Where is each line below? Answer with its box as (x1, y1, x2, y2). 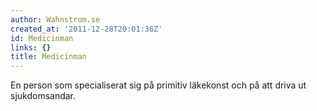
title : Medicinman (10, 52, 87, 62)
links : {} (10, 42, 52, 53)
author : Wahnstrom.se (10, 14, 101, 25)
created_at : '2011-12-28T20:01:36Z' (10, 24, 163, 34)
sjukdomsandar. (10, 90, 77, 102)
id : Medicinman (10, 33, 74, 43)
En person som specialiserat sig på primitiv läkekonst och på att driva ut (10, 79, 307, 91)
